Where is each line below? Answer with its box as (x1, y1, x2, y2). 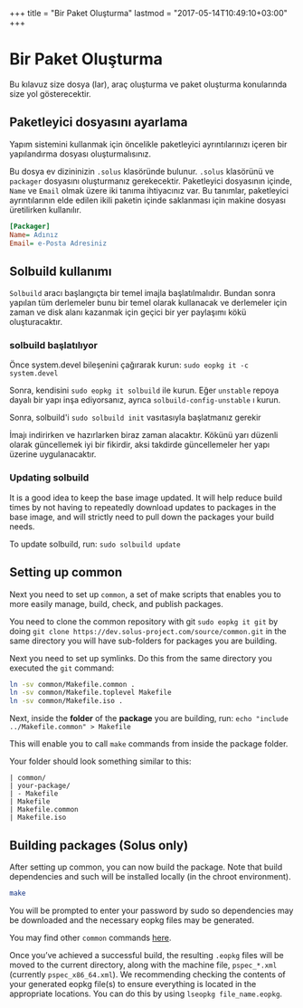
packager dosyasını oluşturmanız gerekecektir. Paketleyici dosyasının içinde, (9, 176, 292, 186)
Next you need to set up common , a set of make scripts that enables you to (9, 588, 282, 600)
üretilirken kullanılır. (9, 204, 81, 215)
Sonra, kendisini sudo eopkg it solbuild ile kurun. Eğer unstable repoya (9, 385, 279, 396)
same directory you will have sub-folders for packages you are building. (9, 635, 278, 646)
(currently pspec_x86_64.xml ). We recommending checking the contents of (9, 968, 287, 980)
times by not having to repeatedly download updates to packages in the (9, 501, 277, 512)
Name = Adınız (9, 230, 59, 239)
